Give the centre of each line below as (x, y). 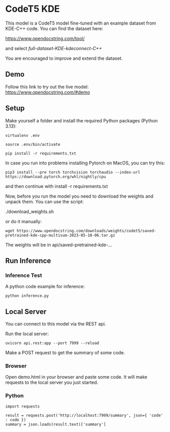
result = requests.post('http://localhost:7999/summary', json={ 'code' (84, 415)
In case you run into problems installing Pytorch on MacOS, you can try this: (85, 163)
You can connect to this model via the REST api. (56, 324)
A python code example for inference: (45, 287)
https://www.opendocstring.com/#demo (48, 92)
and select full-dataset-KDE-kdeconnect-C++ (54, 48)
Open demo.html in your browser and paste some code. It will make (76, 377)
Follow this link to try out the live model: (47, 87)
